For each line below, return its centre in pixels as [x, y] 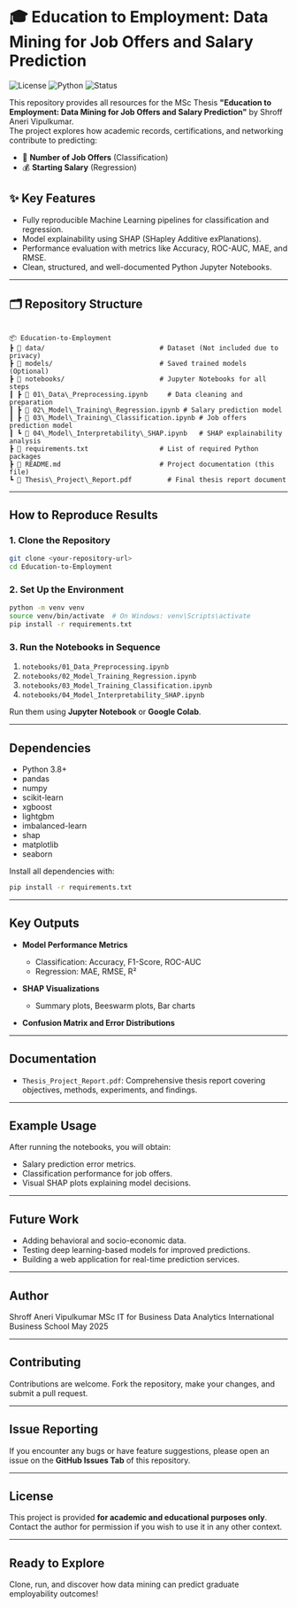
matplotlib [40, 845]
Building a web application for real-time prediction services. [131, 1260]
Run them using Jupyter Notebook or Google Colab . [105, 712]
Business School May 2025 [59, 1326]
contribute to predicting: [53, 140]
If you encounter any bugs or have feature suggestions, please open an [139, 1450]
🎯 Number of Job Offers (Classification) [95, 157]
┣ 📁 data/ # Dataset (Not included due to [144, 348]
